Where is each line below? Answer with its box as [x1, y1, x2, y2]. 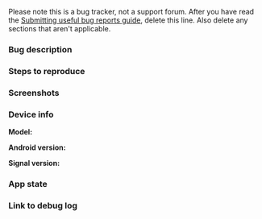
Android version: [8, 143, 66, 152]
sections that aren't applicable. [8, 24, 111, 33]
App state [8, 178, 48, 189]
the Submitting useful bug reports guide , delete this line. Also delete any [8, 15, 248, 25]
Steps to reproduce [8, 65, 85, 76]
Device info [8, 109, 54, 120]
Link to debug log [8, 200, 78, 211]
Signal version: [8, 159, 60, 168]
